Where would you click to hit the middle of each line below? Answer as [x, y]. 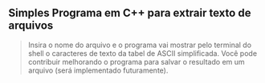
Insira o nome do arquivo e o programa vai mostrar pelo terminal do [139, 45]
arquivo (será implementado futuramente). [98, 70]
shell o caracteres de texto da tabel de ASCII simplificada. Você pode [143, 53]
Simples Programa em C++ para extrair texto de [130, 13]
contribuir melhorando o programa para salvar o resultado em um [136, 61]
